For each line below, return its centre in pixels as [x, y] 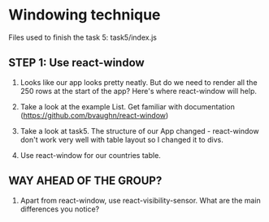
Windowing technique [85, 15]
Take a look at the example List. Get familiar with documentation [128, 106]
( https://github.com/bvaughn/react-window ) [94, 115]
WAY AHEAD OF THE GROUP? [85, 181]
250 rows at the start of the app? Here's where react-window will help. [139, 91]
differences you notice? [60, 209]
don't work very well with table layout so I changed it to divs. [121, 139]
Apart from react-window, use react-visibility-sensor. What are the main [141, 200]
